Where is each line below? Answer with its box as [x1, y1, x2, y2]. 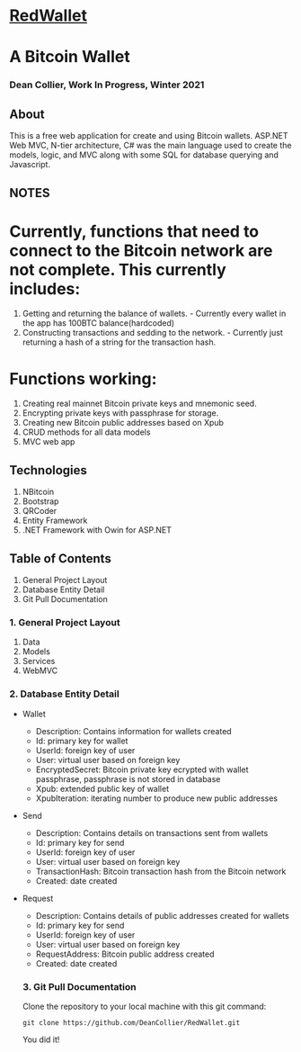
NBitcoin [22, 487, 55, 498]
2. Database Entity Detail [9, 688, 120, 700]
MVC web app [22, 436, 75, 447]
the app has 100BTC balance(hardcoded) [22, 318, 175, 328]
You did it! [22, 1034, 60, 1045]
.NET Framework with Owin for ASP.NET [22, 525, 173, 535]
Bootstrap [22, 496, 59, 507]
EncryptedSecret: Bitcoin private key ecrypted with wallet [35, 764, 249, 775]
